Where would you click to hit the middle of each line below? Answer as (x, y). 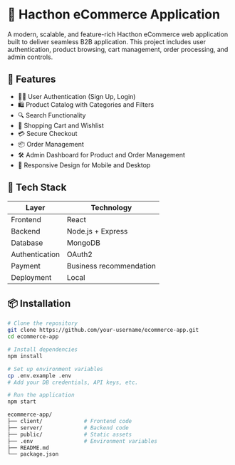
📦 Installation (39, 303)
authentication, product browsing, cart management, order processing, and (118, 49)
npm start (22, 402)
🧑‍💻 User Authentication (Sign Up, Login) (77, 96)
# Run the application (41, 395)
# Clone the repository (43, 323)
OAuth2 (79, 254)
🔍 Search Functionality (52, 115)
